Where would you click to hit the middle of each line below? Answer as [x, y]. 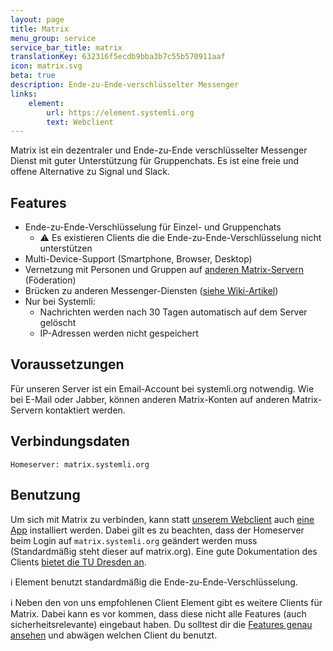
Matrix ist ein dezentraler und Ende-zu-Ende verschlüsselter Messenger [159, 150]
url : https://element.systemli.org [120, 112]
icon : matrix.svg [46, 66]
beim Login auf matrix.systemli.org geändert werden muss [134, 540]
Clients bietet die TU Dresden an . [78, 562]
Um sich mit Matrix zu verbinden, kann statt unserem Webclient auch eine [162, 519]
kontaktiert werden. [85, 410]
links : [24, 94]
